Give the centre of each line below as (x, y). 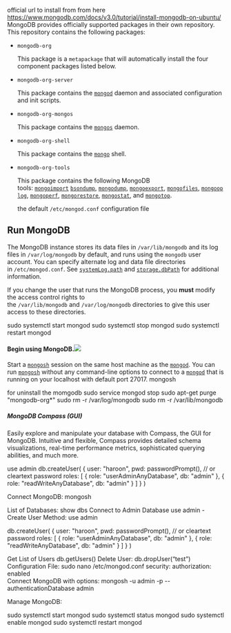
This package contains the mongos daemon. (78, 127)
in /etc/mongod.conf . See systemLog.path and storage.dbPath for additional (113, 269)
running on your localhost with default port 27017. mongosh (92, 379)
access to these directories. (47, 312)
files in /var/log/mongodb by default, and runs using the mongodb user (104, 254)
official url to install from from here (56, 10)
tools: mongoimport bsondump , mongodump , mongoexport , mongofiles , (108, 188)
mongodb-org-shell (43, 141)
